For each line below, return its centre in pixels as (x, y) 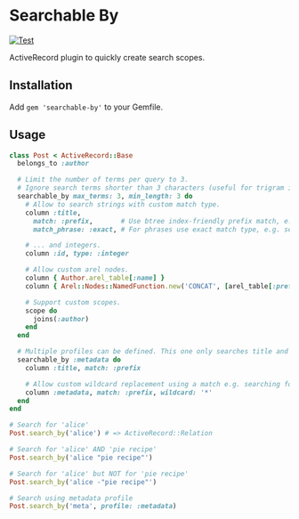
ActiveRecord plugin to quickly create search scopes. (107, 57)
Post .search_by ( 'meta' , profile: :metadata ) (93, 507)
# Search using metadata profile (71, 498)
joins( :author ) (61, 319)
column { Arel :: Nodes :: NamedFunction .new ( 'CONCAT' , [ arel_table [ (149, 286)
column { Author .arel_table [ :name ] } (95, 278)
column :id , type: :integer (77, 254)
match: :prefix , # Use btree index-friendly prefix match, (156, 221)
